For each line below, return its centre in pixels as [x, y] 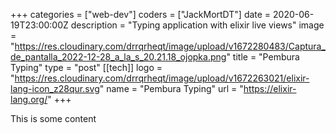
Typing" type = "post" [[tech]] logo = [86, 67]
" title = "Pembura [263, 57]
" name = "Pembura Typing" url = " [171, 88]
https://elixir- [270, 88]
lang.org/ [29, 99]
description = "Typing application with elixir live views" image [197, 25]
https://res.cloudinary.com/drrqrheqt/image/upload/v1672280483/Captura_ [170, 46]
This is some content [53, 118]
